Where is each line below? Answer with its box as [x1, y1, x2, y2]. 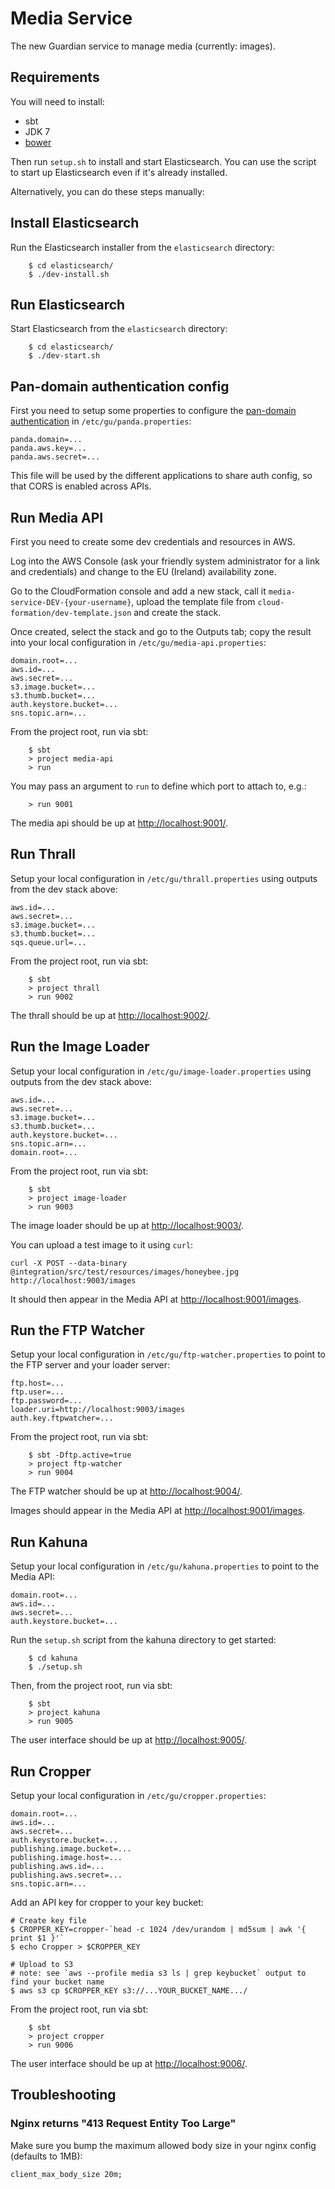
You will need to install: [10, 95, 105, 107]
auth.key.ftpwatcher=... [10, 1413, 114, 1424]
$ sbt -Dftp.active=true [28, 1450, 132, 1461]
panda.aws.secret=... [10, 452, 101, 462]
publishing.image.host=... [10, 1853, 123, 1863]
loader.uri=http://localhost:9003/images [10, 1405, 186, 1415]
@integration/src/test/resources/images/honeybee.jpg [10, 1267, 240, 1277]
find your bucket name [10, 1977, 105, 1987]
